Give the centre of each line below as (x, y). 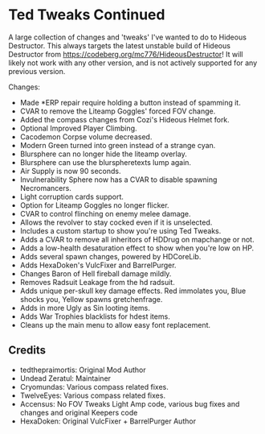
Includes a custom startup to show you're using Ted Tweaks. (120, 230)
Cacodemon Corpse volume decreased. (86, 136)
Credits (27, 351)
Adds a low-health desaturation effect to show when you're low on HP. (137, 248)
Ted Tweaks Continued (87, 15)
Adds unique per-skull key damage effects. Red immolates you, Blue (133, 291)
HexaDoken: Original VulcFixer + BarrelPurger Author (108, 421)
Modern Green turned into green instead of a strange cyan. (118, 145)
